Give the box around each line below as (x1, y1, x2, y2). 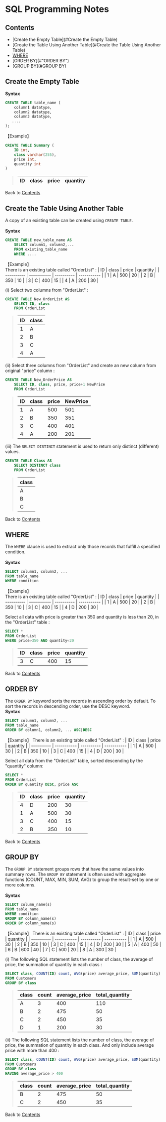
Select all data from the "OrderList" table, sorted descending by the (5, 758, 143, 763)
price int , (14, 157, 37, 162)
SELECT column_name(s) (5, 902, 52, 907)
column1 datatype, (14, 105, 52, 110)
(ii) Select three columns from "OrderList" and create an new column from (5, 363, 156, 369)
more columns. (5, 882, 36, 888)
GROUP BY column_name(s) (5, 916, 56, 921)
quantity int (14, 161, 41, 166)
